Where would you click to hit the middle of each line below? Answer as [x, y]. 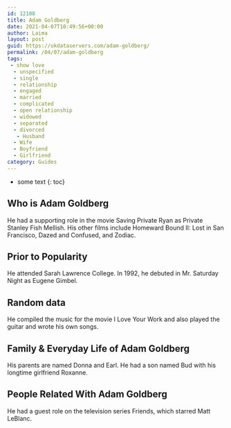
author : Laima [28, 33]
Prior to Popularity [47, 256]
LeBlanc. [20, 418]
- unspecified [34, 71]
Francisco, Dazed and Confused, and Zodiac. [72, 235]
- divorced [29, 130]
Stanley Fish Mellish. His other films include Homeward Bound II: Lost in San [115, 228]
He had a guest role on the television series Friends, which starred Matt [109, 411]
